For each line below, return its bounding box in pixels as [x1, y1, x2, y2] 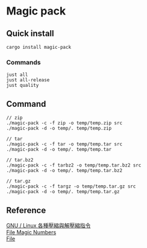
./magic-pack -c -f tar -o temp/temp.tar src [6, 141, 122, 147]
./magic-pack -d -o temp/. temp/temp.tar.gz [6, 189, 120, 195]
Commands [6, 58, 41, 66]
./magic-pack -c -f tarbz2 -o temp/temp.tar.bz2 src [6, 162, 142, 168]
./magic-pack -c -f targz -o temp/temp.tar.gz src [6, 183, 136, 189]
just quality [6, 83, 39, 89]
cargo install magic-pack [6, 44, 71, 50]
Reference [6, 205, 46, 215]
